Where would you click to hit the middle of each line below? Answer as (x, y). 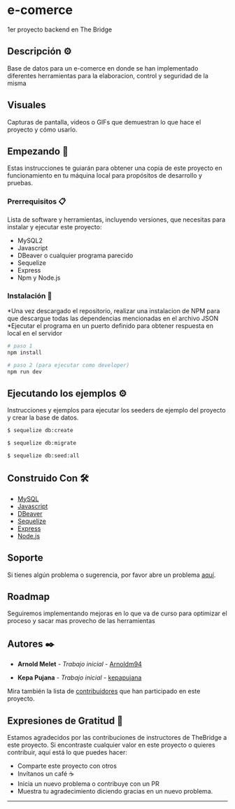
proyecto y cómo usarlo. (42, 129)
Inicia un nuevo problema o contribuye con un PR (88, 783)
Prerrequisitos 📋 (37, 201)
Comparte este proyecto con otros (67, 766)
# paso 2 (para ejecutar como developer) (69, 365)
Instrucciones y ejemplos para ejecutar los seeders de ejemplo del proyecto (116, 410)
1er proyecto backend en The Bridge (60, 29)
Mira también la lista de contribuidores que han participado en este (104, 692)
